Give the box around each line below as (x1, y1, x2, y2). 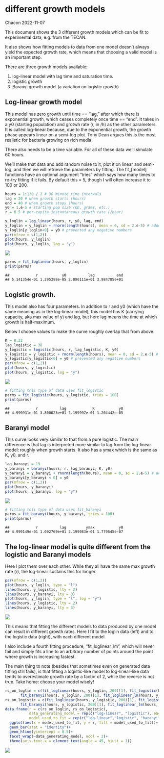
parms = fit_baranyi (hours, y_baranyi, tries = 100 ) (5, 511, 115, 517)
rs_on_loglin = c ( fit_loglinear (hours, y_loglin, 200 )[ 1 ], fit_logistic (5, 688, 156, 693)
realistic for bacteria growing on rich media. (5, 137, 93, 143)
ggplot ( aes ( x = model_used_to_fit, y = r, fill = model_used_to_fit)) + (9, 720, 159, 725)
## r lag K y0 (5, 406, 123, 411)
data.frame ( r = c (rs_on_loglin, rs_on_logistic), (5, 707, 108, 711)
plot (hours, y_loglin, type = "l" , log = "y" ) (5, 596, 102, 601)
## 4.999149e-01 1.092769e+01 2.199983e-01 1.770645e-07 (5, 530, 123, 534)
